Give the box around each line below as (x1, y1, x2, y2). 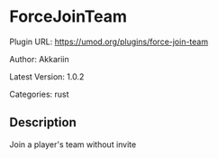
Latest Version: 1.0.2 (9, 70, 85, 82)
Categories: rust (9, 89, 69, 99)
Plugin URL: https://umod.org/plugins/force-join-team (9, 36, 209, 47)
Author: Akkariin (9, 53, 69, 64)
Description (9, 115, 77, 130)
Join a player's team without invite (9, 138, 137, 150)
